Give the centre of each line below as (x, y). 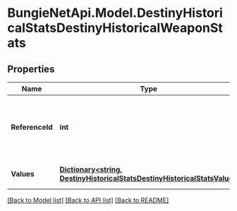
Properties (31, 69)
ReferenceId (32, 127)
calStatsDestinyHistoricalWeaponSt (115, 28)
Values (23, 174)
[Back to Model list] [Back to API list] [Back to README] (88, 200)
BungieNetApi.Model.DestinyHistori (115, 13)
